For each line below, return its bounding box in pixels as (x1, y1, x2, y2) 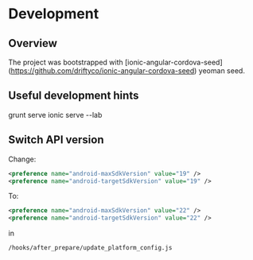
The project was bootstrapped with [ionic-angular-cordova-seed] (8, 57, 223, 67)
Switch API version (8, 133, 105, 147)
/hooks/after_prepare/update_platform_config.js (8, 244, 173, 252)
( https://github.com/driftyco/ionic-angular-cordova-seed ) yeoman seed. (8, 66, 245, 76)
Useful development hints (8, 89, 139, 103)
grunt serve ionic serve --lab (8, 110, 103, 119)
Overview (8, 37, 58, 50)
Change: (8, 154, 37, 164)
